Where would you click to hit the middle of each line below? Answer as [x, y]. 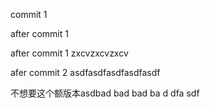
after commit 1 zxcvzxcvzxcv [69, 53]
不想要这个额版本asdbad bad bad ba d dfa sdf [105, 93]
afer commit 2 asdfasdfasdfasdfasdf [85, 72]
